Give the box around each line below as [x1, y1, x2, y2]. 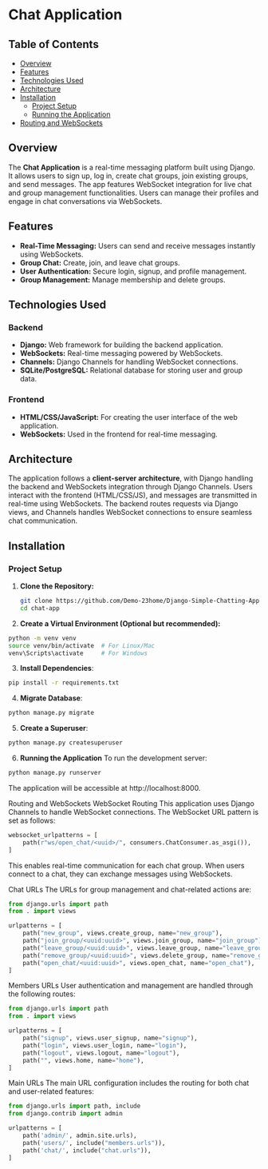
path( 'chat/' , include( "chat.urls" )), [22, 1146, 152, 1155]
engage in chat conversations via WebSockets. [8, 196, 163, 205]
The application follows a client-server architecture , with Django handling [8, 473, 254, 483]
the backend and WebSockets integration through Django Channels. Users [8, 482, 253, 492]
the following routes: [8, 989, 76, 999]
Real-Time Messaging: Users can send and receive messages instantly [19, 241, 256, 250]
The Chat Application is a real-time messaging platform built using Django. [8, 162, 255, 172]
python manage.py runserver [8, 769, 102, 777]
